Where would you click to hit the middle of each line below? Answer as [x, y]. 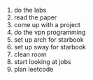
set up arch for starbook [49, 40]
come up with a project [47, 25]
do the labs [30, 10]
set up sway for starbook [50, 47]
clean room [30, 54]
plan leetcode [34, 69]
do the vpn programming [50, 32]
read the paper [35, 17]
